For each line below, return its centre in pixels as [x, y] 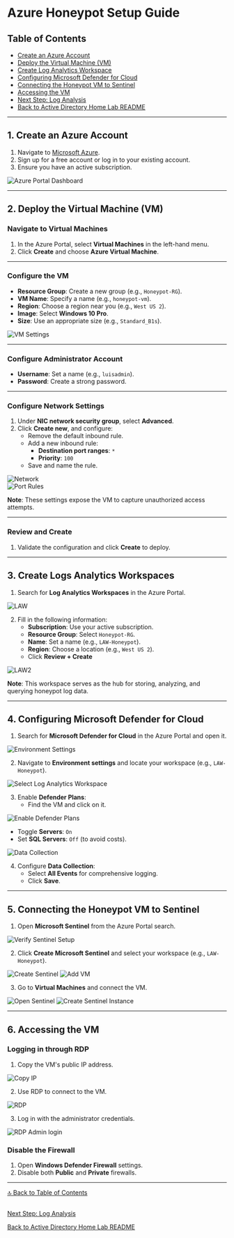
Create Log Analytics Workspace [64, 70]
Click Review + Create [60, 656]
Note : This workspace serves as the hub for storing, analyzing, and [104, 683]
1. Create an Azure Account [68, 136]
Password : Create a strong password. [72, 382]
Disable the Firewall [41, 1150]
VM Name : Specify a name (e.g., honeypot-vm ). [84, 298]
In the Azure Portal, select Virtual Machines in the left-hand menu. [113, 244]
